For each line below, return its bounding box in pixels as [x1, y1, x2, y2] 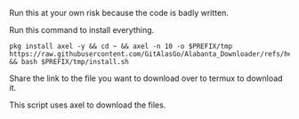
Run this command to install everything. [9, 25, 155, 35]
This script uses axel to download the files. [9, 99, 166, 110]
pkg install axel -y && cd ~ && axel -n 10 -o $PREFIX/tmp [9, 42, 233, 51]
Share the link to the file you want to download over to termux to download [9, 73, 283, 83]
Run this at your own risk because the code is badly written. [9, 8, 229, 18]
